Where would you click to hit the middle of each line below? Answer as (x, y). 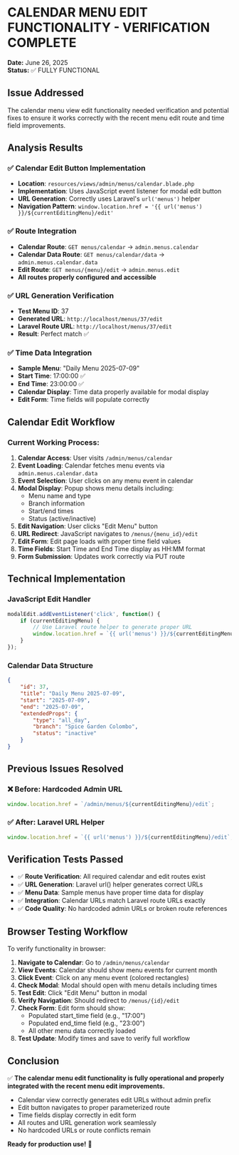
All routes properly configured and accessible (87, 277)
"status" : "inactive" (65, 733)
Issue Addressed (46, 93)
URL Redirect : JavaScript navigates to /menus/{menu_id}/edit (108, 534)
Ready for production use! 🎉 (50, 1144)
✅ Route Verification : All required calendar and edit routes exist (112, 877)
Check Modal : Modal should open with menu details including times (117, 985)
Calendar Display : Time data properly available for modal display (113, 392)
